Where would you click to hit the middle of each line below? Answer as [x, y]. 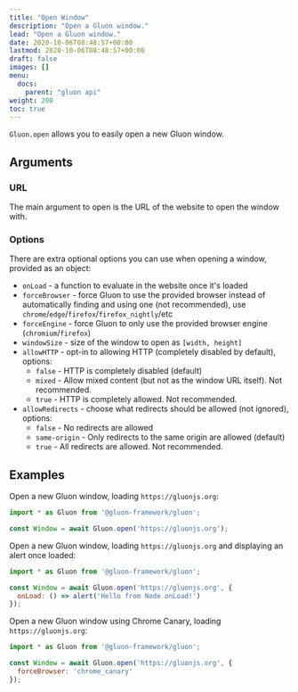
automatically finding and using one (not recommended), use [134, 305]
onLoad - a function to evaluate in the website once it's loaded [135, 285]
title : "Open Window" [49, 17]
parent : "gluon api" [63, 92]
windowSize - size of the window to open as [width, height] [132, 342]
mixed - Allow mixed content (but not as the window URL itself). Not [159, 381]
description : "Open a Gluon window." [79, 26]
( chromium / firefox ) [56, 333]
